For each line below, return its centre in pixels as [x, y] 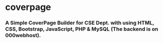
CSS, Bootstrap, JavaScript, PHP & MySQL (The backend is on [82, 29]
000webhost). [23, 35]
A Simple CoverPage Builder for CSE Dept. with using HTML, [80, 23]
